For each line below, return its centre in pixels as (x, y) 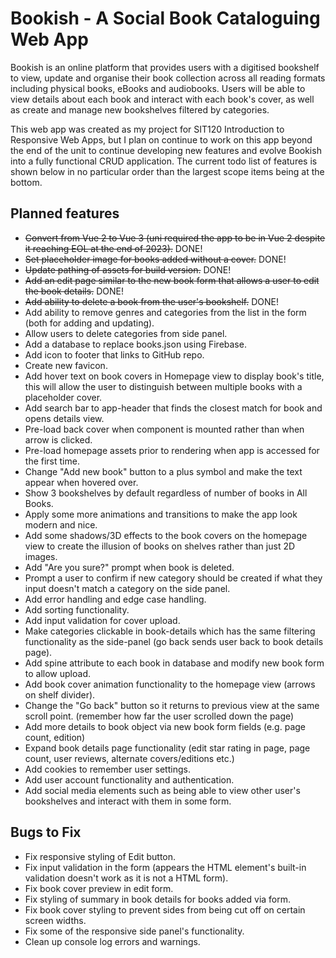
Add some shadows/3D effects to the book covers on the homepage (166, 535)
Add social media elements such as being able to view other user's (162, 790)
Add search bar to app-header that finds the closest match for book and (173, 408)
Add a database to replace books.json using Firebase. (135, 344)
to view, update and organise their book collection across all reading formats (168, 78)
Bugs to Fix (46, 832)
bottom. (26, 182)
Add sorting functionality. (77, 609)
